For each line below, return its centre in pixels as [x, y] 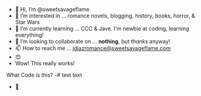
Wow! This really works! [45, 63]
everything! [29, 35]
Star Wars [28, 22]
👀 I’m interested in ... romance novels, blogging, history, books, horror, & [105, 16]
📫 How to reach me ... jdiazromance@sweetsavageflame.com [93, 48]
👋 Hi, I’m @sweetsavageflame [52, 9]
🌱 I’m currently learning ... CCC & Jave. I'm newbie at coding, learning [102, 28]
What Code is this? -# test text [44, 75]
